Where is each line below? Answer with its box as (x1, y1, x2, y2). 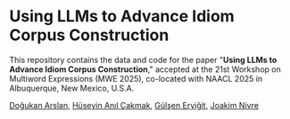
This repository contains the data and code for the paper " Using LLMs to (9, 54, 278, 65)
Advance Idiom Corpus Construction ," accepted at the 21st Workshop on (9, 64, 281, 75)
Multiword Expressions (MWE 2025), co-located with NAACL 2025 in (9, 73, 263, 83)
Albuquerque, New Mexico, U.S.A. (9, 83, 135, 93)
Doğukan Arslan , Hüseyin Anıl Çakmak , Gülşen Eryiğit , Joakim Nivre (9, 99, 259, 110)
